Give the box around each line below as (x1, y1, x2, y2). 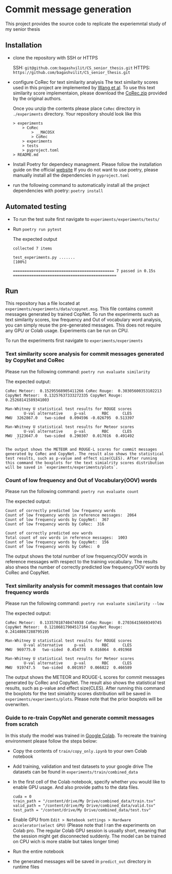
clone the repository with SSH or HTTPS (12, 54, 98, 61)
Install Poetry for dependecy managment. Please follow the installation (12, 161, 162, 167)
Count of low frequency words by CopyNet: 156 (5, 539, 109, 545)
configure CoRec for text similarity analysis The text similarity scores (12, 79, 158, 85)
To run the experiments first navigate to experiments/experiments (5, 337, 143, 344)
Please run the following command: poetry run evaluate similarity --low (5, 600, 164, 606)
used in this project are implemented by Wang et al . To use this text (12, 84, 156, 90)
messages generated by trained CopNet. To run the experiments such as (5, 311, 159, 317)
